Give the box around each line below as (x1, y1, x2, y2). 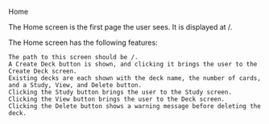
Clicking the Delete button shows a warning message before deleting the (8, 102, 262, 110)
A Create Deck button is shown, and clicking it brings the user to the (8, 60, 258, 68)
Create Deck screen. (8, 67, 78, 75)
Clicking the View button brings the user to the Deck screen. (8, 95, 226, 103)
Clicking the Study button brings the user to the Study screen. (8, 88, 232, 96)
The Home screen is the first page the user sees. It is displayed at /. (8, 22, 233, 31)
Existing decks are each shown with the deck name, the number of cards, (8, 74, 262, 82)
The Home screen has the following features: (8, 38, 159, 47)
